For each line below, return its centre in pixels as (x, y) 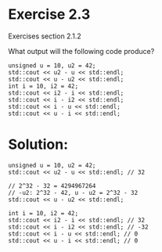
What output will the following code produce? (81, 51)
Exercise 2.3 (49, 14)
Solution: (38, 144)
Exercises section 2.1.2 (45, 36)
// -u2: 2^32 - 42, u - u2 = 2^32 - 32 (73, 193)
